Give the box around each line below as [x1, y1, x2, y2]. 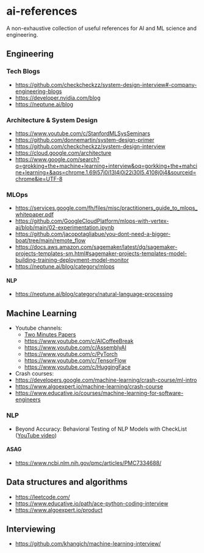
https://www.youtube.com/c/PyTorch [24, 351, 118, 358]
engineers [15, 396, 41, 403]
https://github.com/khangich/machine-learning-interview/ [15, 540, 161, 547]
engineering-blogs [15, 87, 62, 95]
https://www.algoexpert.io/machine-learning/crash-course [15, 383, 164, 390]
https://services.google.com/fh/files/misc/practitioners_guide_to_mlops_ [15, 204, 198, 212]
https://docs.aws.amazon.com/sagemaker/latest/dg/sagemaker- [15, 243, 178, 251]
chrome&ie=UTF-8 [15, 175, 63, 182]
